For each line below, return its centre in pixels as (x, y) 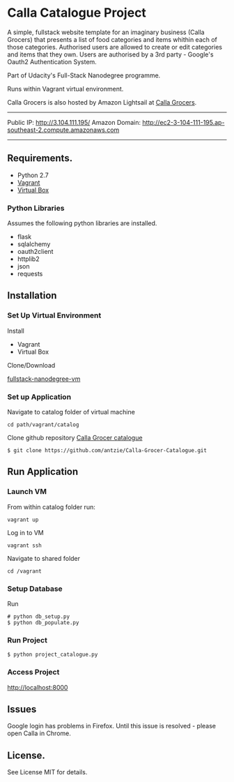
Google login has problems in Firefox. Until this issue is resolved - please (111, 726)
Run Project (27, 640)
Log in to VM (25, 532)
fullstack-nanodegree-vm (44, 379)
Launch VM (27, 492)
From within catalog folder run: (51, 506)
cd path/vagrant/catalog (43, 425)
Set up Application (39, 397)
